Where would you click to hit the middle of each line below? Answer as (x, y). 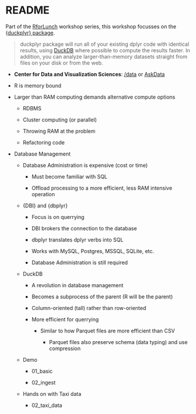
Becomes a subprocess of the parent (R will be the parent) (102, 297)
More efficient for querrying (65, 319)
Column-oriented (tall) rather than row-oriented (89, 308)
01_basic (42, 371)
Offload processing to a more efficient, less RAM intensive (102, 188)
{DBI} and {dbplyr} (45, 206)
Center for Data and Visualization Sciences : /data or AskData (89, 74)
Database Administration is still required (80, 262)
